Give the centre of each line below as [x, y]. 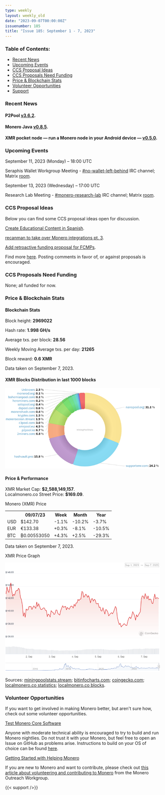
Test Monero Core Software [33, 723]
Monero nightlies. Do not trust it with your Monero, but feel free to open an [81, 738]
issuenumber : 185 [23, 26]
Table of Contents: [28, 49]
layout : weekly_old [25, 15]
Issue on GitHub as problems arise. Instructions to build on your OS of [76, 743]
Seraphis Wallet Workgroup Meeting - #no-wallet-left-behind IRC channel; [80, 171]
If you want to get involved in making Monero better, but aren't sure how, [79, 708]
